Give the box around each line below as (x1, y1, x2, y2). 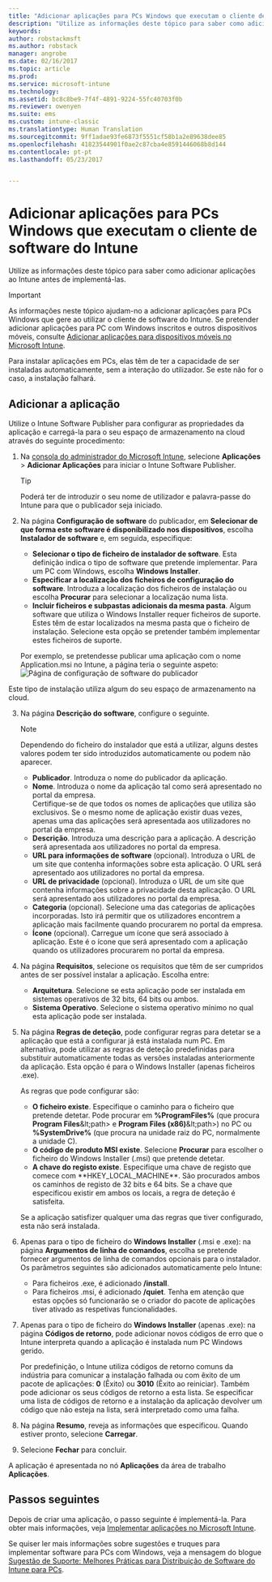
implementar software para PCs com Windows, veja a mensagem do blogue (8, 1547, 261, 1557)
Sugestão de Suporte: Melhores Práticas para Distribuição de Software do (8, 1556, 256, 1566)
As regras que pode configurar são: (19, 1086, 139, 1096)
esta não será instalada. (19, 1221, 100, 1230)
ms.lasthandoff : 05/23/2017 (8, 155, 104, 163)
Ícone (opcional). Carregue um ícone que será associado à (32, 928, 229, 938)
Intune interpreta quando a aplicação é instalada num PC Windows (19, 1338, 243, 1346)
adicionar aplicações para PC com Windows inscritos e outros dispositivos (8, 323, 257, 333)
